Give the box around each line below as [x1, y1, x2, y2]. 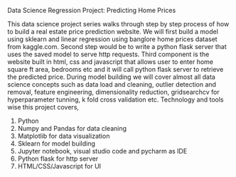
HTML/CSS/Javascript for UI [17, 162, 102, 170]
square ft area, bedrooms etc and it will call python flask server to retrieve [7, 65, 224, 73]
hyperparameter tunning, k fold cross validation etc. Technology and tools [7, 95, 224, 104]
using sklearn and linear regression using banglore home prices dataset [7, 35, 218, 43]
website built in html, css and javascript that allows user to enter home [7, 58, 214, 66]
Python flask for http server [17, 154, 99, 163]
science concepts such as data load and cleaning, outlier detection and [7, 80, 217, 88]
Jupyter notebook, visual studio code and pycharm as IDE [17, 147, 188, 155]
